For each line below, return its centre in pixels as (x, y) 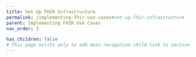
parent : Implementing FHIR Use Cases (54, 23)
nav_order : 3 (23, 28)
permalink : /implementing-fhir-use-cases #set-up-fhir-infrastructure (96, 17)
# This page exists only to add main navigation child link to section (98, 45)
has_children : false (32, 40)
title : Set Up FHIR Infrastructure (51, 12)
